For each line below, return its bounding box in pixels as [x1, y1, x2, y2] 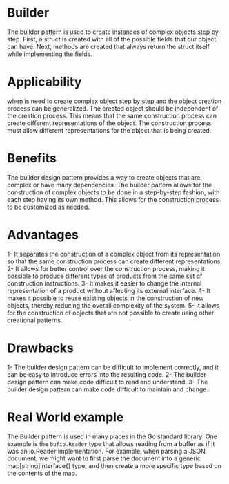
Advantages [7, 227, 79, 243]
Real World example [7, 409, 124, 425]
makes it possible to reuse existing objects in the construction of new [7, 294, 204, 302]
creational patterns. [7, 316, 63, 324]
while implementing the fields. [7, 50, 92, 58]
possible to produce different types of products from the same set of [7, 272, 203, 280]
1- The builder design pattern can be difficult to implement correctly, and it [7, 363, 219, 371]
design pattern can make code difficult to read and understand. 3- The [7, 378, 208, 386]
